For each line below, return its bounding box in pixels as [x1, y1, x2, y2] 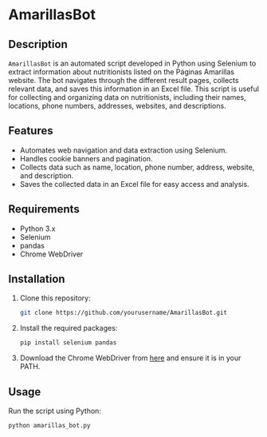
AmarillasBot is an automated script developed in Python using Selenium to [8, 58, 257, 68]
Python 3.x [19, 224, 56, 233]
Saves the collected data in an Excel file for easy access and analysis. [19, 179, 249, 189]
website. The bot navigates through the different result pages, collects [8, 76, 239, 85]
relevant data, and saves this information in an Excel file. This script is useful [8, 84, 259, 93]
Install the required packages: [19, 324, 118, 333]
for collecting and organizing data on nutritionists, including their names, [8, 93, 246, 101]
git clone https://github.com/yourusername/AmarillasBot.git [19, 309, 228, 317]
